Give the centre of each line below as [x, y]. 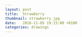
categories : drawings [27, 27]
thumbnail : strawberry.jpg [32, 18]
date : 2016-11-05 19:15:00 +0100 [41, 23]
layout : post [18, 9]
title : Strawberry [25, 14]
